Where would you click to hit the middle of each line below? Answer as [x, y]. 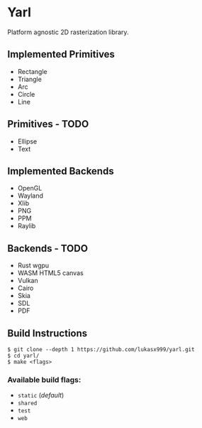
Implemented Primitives [61, 54]
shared [27, 403]
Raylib [27, 226]
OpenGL [30, 188]
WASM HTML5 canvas [50, 273]
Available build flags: [44, 380]
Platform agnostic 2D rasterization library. [68, 32]
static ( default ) [41, 395]
